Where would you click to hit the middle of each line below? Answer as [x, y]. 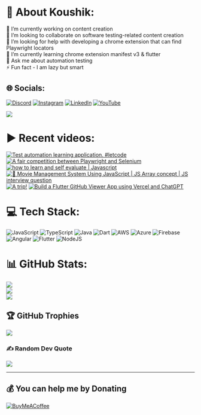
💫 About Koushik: [50, 12]
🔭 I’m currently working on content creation [60, 29]
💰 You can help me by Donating [66, 389]
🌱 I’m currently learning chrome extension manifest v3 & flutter [83, 54]
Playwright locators [30, 48]
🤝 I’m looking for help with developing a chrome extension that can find [94, 41]
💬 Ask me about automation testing [49, 60]
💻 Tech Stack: [43, 211]
